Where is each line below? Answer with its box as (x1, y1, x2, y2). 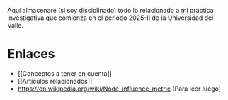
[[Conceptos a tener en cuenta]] (17, 69, 112, 77)
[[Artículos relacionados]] (17, 77, 93, 85)
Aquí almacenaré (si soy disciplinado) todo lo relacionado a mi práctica (7, 6, 214, 14)
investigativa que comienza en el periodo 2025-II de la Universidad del (7, 13, 214, 22)
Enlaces (7, 46, 55, 62)
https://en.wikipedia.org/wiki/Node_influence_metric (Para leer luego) (17, 84, 222, 93)
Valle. (7, 21, 23, 29)
